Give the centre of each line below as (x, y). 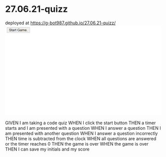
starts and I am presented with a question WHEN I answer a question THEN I (83, 128)
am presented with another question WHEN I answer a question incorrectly (82, 133)
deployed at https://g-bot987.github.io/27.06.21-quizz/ (60, 23)
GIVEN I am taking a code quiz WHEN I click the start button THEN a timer (81, 123)
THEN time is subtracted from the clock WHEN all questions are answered (81, 138)
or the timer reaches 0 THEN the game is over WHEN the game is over (77, 144)
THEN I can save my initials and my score (47, 149)
